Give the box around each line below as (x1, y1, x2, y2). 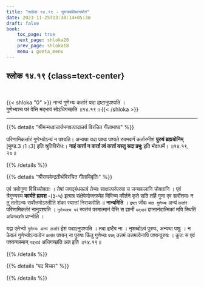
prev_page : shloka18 (17, 43, 69, 49)
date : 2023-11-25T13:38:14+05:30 (6, 15, 91, 21)
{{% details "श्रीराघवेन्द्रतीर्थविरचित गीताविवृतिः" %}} (6, 173, 112, 180)
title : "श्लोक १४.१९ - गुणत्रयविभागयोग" (6, 8, 90, 15)
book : (6, 25, 20, 32)
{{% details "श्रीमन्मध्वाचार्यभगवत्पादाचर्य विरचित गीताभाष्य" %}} (6, 123, 135, 130)
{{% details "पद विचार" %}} (6, 262, 70, 269)
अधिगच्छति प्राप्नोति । (6, 212, 44, 220)
